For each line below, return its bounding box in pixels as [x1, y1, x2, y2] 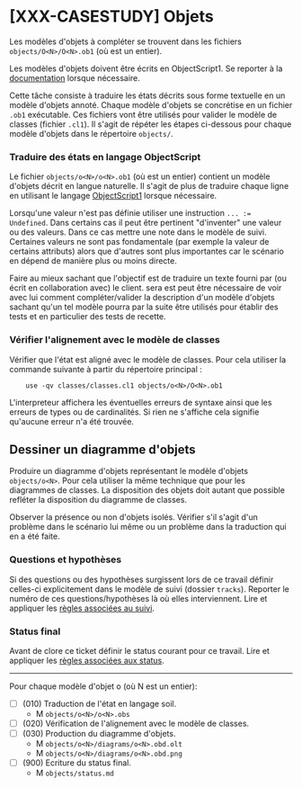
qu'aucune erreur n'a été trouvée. [9, 416, 135, 426]
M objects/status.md [35, 767, 114, 779]
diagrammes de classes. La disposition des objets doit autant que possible [9, 485, 286, 496]
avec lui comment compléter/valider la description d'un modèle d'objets [9, 292, 276, 303]
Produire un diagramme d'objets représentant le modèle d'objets [9, 466, 249, 477]
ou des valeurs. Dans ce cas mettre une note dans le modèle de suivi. [9, 227, 267, 237]
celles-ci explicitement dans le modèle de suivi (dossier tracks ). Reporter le [9, 583, 289, 595]
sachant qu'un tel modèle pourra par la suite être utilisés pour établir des [9, 301, 279, 312]
